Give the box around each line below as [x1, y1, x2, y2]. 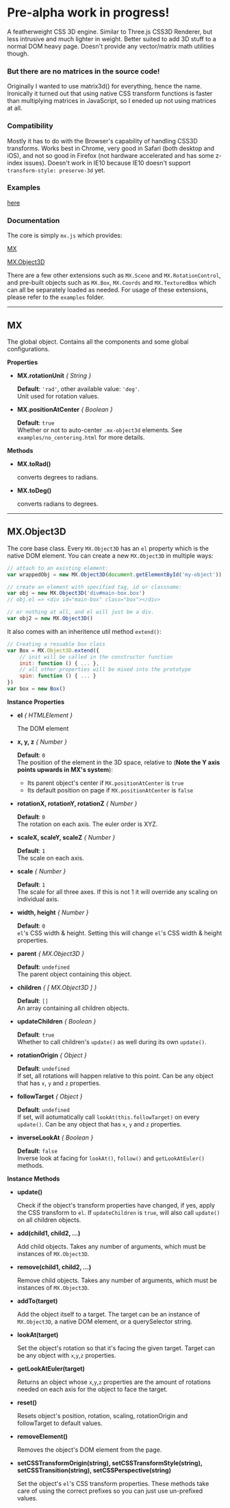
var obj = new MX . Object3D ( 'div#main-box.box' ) [7, 590, 146, 597]
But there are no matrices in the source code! [7, 67, 160, 76]
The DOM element [16, 724, 69, 732]
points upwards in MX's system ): [16, 765, 113, 773]
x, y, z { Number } [16, 738, 67, 746]
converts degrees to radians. [16, 473, 99, 481]
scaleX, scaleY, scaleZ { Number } [16, 833, 116, 841]
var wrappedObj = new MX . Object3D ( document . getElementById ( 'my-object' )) [7, 571, 222, 578]
